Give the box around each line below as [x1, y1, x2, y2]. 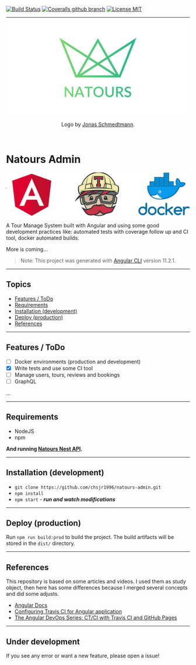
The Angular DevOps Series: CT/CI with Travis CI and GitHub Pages [14, 614, 177, 621]
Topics [6, 279, 32, 289]
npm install [14, 490, 44, 496]
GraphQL [14, 378, 37, 385]
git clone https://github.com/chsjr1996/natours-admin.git [14, 484, 162, 490]
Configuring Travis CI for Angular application [14, 608, 123, 615]
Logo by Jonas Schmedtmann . [61, 121, 135, 128]
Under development [6, 636, 80, 647]
